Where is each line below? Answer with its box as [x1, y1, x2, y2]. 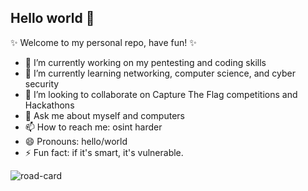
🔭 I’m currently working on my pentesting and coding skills [24, 56, 267, 68]
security [24, 77, 60, 90]
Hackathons [24, 99, 75, 111]
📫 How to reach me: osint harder [24, 121, 163, 133]
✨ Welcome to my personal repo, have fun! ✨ [10, 36, 197, 48]
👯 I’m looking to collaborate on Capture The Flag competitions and [24, 88, 298, 100]
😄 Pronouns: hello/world [24, 135, 128, 147]
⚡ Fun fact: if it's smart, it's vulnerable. [24, 146, 184, 158]
